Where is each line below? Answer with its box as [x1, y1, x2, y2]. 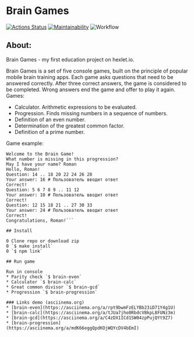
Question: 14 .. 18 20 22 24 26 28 [6, 171, 93, 177]
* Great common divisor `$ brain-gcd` [6, 284, 100, 290]
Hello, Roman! [6, 166, 41, 172]
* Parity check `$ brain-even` [6, 274, 82, 280]
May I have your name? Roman [6, 161, 77, 167]
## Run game [6, 259, 35, 264]
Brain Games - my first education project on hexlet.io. [6, 56, 135, 63]
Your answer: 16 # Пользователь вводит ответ [6, 177, 118, 183]
